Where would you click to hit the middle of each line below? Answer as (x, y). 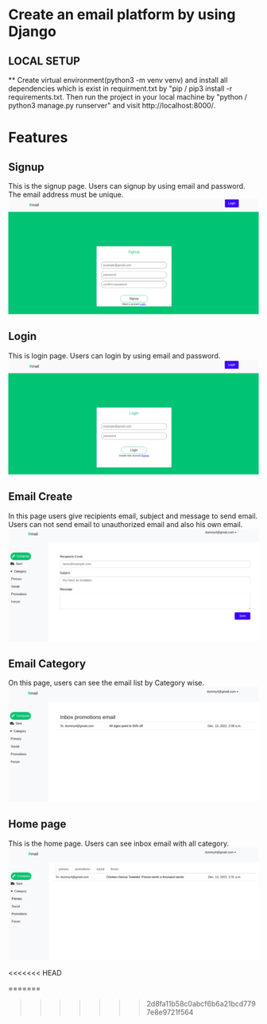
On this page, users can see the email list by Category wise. (106, 683)
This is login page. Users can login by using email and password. (114, 355)
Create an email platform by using (122, 15)
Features (38, 138)
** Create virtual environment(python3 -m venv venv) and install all (118, 80)
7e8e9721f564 (170, 1012)
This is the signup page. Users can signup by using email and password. (127, 186)
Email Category (47, 664)
